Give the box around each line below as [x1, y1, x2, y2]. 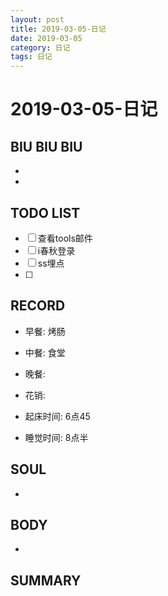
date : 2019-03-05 [10, 33, 83, 43]
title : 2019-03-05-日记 [10, 24, 107, 34]
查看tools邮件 [37, 232, 93, 244]
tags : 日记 [10, 52, 53, 62]
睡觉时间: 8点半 [24, 431, 89, 443]
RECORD [10, 297, 66, 315]
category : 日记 [10, 42, 71, 53]
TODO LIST [10, 204, 81, 221]
